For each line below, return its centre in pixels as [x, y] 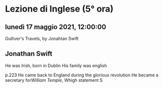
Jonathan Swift [29, 54]
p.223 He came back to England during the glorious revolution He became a [82, 75]
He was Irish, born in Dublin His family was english [56, 65]
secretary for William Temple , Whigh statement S [54, 80]
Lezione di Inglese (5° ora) [59, 9]
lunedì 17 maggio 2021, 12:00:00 [56, 27]
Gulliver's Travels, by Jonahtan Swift [42, 38]
